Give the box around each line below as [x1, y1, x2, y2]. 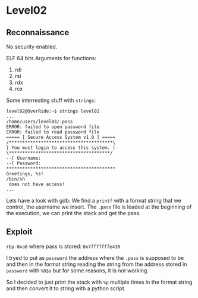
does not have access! [8, 181, 65, 187]
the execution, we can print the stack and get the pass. [6, 210, 141, 216]
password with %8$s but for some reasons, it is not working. [6, 266, 149, 274]
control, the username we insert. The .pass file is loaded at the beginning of [6, 203, 192, 210]
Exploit [6, 227, 33, 237]
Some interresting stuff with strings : [6, 97, 96, 104]
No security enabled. [6, 43, 58, 50]
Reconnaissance [6, 27, 70, 38]
